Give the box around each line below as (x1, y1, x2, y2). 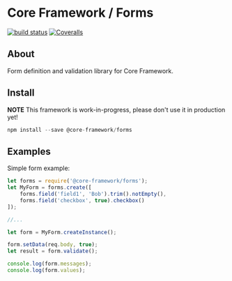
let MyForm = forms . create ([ (7, 184, 92, 191)
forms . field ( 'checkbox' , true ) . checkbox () (20, 197, 145, 204)
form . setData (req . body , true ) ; (7, 241, 98, 248)
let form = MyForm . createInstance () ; (7, 229, 117, 236)
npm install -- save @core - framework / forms (7, 126, 132, 133)
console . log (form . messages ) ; (7, 260, 92, 268)
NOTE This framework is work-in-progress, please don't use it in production (7, 105, 226, 114)
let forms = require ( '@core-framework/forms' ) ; (7, 178, 148, 185)
